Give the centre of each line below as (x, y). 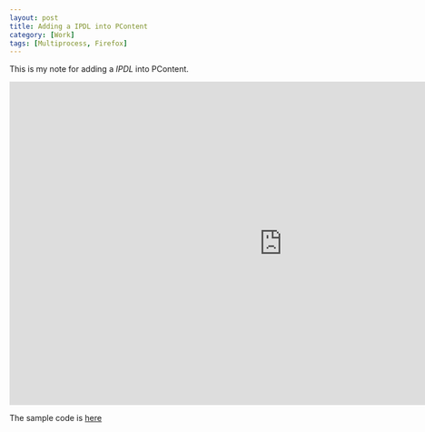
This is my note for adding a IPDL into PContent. (99, 69)
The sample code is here (56, 418)
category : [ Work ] (42, 35)
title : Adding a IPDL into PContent (79, 26)
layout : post (34, 18)
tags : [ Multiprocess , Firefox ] (69, 43)
